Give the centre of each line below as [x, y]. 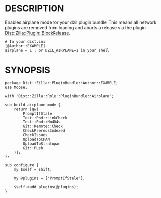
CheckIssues [35, 135]
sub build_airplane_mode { [33, 105]
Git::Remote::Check [43, 126]
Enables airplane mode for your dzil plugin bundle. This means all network [81, 22]
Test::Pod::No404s [42, 122]
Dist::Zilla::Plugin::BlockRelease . [38, 33]
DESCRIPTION [35, 9]
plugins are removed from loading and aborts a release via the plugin [76, 27]
